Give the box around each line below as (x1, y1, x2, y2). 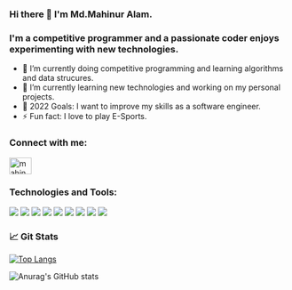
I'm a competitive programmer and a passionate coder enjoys (9, 31, 280, 44)
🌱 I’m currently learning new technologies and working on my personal (21, 82, 281, 93)
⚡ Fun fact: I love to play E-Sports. (21, 111, 147, 122)
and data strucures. (21, 73, 94, 84)
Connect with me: (9, 137, 88, 149)
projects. (21, 92, 55, 102)
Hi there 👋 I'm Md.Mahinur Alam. (9, 8, 153, 20)
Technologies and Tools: (9, 186, 118, 198)
